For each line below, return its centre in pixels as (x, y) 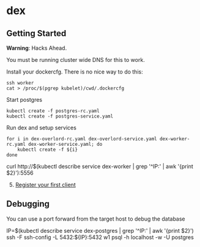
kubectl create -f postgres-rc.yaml (53, 111)
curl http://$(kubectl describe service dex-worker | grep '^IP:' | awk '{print (100, 166)
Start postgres (24, 100)
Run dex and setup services (41, 127)
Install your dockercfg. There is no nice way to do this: (75, 72)
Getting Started (36, 33)
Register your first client (45, 185)
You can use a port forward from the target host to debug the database (96, 219)
